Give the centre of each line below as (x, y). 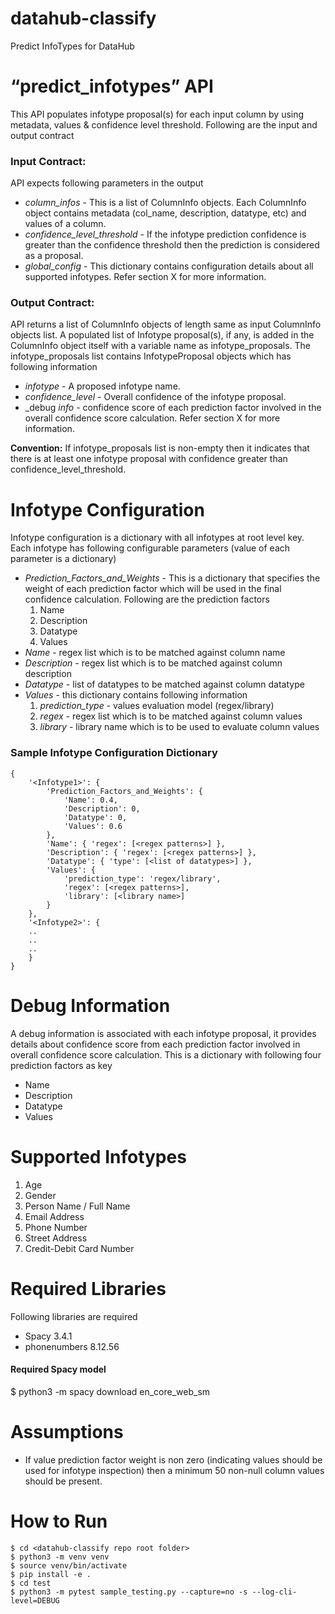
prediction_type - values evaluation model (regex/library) (157, 706)
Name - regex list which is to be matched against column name (155, 653)
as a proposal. (54, 256)
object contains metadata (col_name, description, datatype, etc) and (165, 213)
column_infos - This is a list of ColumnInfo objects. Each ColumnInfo (165, 203)
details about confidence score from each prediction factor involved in (155, 1044)
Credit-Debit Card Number (79, 1248)
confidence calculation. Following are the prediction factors (147, 599)
